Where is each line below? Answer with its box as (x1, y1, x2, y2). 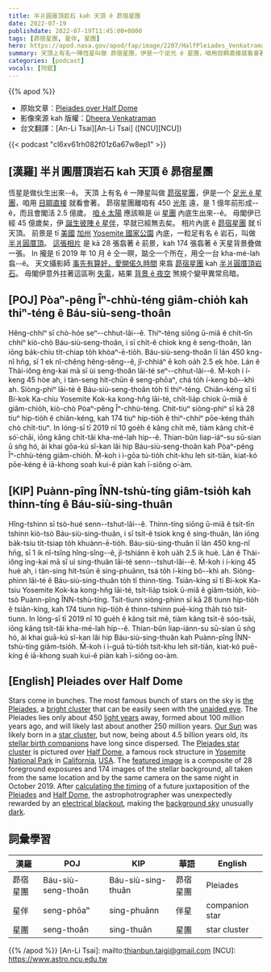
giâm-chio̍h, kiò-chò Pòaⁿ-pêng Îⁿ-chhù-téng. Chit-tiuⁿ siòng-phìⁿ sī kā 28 (8, 404, 256, 414)
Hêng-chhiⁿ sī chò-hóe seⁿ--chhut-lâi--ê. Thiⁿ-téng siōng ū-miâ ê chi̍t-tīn (8, 328, 252, 338)
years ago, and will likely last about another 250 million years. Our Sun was (8, 721, 258, 731)
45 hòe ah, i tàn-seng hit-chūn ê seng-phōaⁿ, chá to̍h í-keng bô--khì (27, 375, 255, 385)
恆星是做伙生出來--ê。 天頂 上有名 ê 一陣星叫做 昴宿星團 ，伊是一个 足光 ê (8, 187, 253, 198)
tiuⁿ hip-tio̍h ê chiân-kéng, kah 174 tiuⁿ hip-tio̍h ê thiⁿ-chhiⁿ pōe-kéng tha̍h (8, 413, 255, 423)
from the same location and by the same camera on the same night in (8, 773, 240, 782)
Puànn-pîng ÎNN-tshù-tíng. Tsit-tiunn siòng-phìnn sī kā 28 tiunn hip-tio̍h (20, 594, 260, 605)
